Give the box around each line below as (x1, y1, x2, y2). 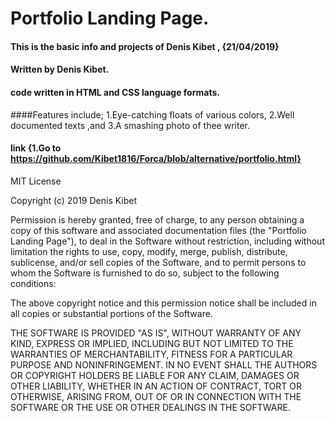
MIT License (10, 175, 62, 187)
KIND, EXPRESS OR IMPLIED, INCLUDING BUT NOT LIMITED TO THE (10, 337, 294, 349)
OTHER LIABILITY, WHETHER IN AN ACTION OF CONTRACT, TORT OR (10, 380, 302, 392)
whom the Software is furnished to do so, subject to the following (10, 267, 280, 279)
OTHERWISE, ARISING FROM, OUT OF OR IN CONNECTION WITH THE (10, 390, 302, 402)
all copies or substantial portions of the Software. (10, 307, 213, 319)
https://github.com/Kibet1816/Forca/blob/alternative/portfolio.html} (10, 153, 302, 165)
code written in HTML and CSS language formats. (10, 86, 220, 98)
